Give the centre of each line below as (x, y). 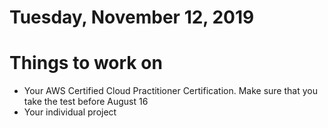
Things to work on (86, 63)
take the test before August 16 (86, 102)
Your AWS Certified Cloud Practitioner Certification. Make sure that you (170, 91)
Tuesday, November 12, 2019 (132, 17)
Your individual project (70, 112)
